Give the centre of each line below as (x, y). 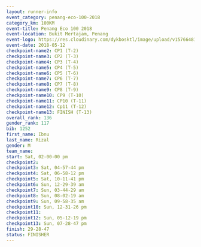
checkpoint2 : (22, 162)
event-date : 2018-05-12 (36, 46)
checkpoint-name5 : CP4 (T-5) (42, 67)
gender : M (19, 145)
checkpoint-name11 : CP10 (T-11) (46, 101)
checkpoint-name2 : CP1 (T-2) (42, 51)
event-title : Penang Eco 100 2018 (49, 28)
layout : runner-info (32, 12)
